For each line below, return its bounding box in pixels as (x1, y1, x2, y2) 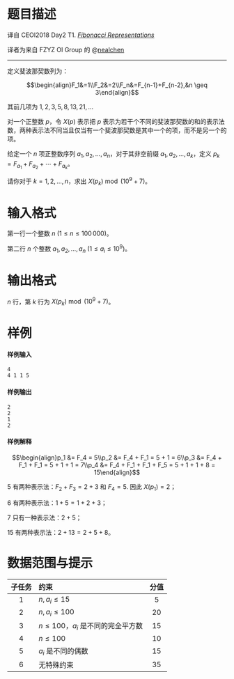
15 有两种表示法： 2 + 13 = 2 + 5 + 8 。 (7, 528, 115, 536)
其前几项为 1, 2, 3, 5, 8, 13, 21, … (7, 102, 94, 111)
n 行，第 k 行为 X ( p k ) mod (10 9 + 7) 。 (7, 296, 115, 307)
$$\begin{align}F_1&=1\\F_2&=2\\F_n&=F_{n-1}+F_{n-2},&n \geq (26, 81, 208, 89)
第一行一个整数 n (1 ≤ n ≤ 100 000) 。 (7, 229, 113, 237)
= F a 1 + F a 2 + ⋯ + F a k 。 (7, 159, 75, 171)
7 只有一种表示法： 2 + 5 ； (7, 513, 82, 522)
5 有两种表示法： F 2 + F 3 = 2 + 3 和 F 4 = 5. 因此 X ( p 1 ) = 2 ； (7, 482, 176, 492)
